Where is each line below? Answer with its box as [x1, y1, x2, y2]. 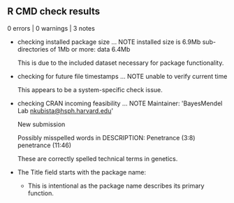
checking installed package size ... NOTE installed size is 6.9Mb [17, 38, 201, 46]
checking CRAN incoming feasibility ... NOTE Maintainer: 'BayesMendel [17, 99, 223, 107]
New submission [17, 120, 66, 128]
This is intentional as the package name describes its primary [27, 181, 205, 190]
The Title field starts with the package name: [17, 167, 147, 176]
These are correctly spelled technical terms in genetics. [17, 154, 178, 163]
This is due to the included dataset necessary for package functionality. [17, 59, 224, 67]
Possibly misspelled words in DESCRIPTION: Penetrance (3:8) [17, 133, 196, 142]
